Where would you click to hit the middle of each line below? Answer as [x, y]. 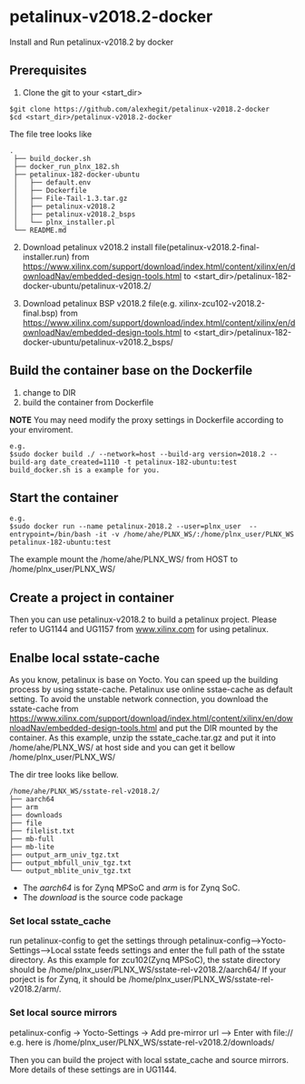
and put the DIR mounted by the [218, 728]
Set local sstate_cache [60, 920]
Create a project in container [92, 597]
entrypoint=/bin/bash [50, 535]
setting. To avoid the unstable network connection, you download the [139, 699]
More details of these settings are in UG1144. [93, 1069]
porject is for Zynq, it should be [68, 979]
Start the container [64, 497]
